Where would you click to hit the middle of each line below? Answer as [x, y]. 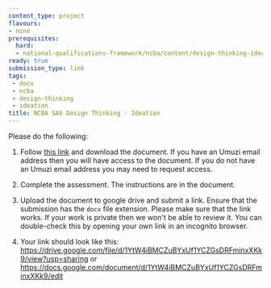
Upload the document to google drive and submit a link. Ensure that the [139, 200]
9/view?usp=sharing [54, 259]
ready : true [28, 61]
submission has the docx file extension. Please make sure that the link [135, 209]
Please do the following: [48, 136]
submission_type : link [46, 69]
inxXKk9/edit [42, 276]
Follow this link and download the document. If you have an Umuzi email [140, 152]
